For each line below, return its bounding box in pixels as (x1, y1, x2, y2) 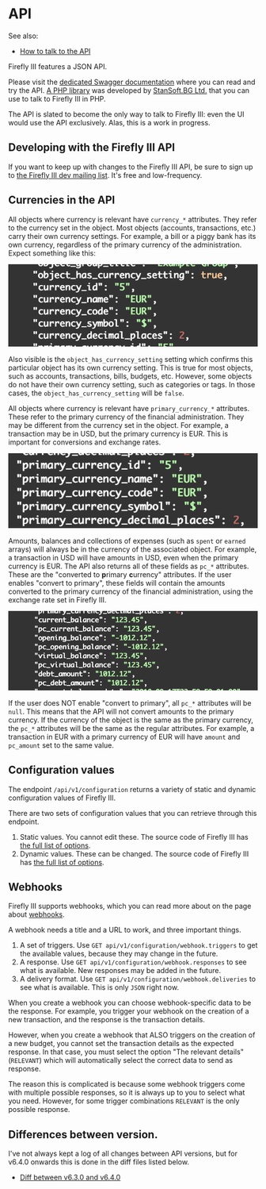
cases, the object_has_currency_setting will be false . (8, 388, 184, 398)
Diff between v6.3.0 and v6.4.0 (19, 1172, 121, 1183)
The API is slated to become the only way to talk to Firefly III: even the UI (8, 109, 245, 119)
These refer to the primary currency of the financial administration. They (8, 412, 245, 421)
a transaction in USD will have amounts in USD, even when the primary (8, 552, 239, 562)
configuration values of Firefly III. (8, 793, 116, 802)
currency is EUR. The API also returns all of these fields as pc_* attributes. (8, 561, 249, 571)
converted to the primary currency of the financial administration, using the (8, 587, 253, 596)
